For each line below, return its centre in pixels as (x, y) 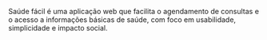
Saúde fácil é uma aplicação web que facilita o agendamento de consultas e (134, 11)
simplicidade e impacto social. (58, 28)
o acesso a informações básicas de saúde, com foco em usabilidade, (122, 20)
